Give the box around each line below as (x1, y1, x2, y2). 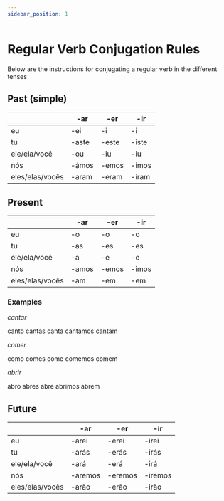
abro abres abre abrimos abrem (7, 382, 100, 391)
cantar (7, 313, 27, 322)
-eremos (107, 470, 137, 480)
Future (7, 403, 38, 415)
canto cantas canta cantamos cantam (7, 327, 118, 335)
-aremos (70, 470, 101, 480)
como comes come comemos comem (7, 354, 118, 363)
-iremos (144, 470, 172, 480)
